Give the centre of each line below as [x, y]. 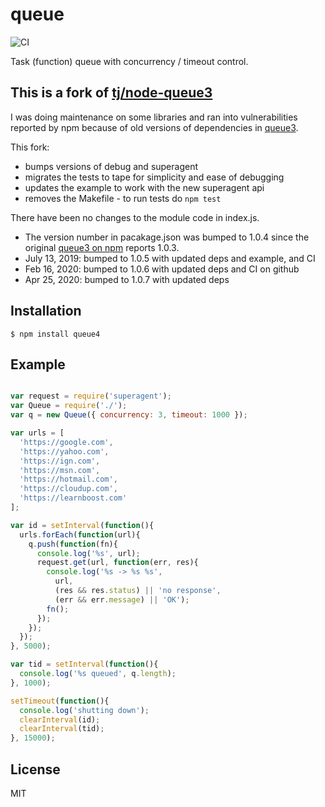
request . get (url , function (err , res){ [117, 563]
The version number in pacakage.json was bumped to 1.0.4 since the [167, 237]
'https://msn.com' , [60, 470]
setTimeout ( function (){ [60, 701]
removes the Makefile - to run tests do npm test [123, 198]
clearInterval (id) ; [60, 719]
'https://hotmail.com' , [68, 479]
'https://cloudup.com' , [68, 489]
